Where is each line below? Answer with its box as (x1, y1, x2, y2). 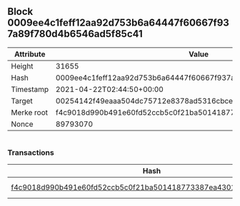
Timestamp (11, 84, 49, 94)
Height (11, 61, 34, 71)
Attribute (14, 49, 46, 59)
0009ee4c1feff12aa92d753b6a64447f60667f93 (7, 17, 230, 29)
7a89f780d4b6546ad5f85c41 (7, 28, 143, 40)
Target (11, 96, 34, 105)
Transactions (7, 148, 55, 158)
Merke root (11, 107, 49, 117)
